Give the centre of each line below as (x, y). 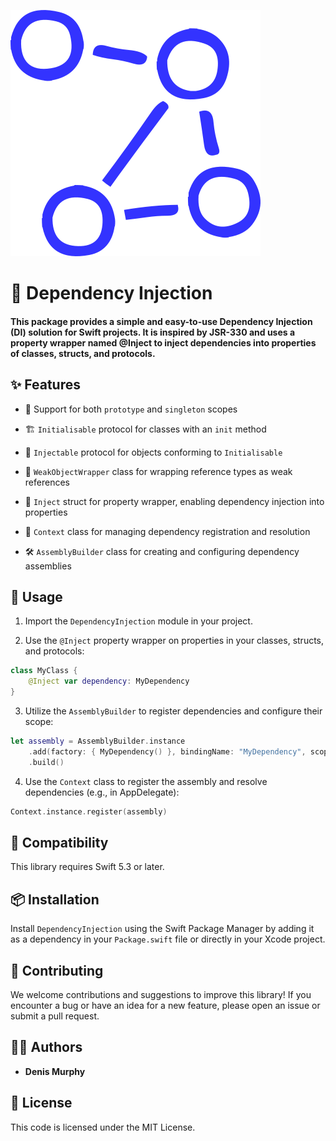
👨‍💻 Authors (46, 1047)
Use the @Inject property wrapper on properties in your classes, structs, (174, 641)
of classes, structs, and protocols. (83, 353)
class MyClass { (44, 671)
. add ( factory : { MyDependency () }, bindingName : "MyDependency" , (167, 751)
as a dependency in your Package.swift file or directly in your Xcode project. (168, 939)
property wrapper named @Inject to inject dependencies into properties (163, 342)
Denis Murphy (55, 1071)
